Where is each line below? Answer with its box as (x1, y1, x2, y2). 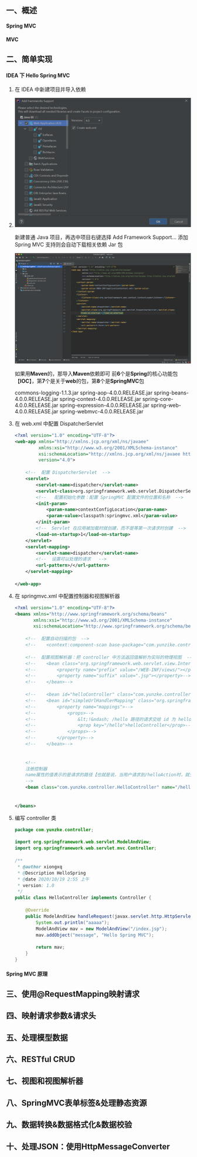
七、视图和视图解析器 (6, 1076, 83, 1086)
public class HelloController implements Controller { (14, 895, 152, 901)
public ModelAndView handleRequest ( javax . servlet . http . (25, 913, 165, 919)
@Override (25, 908, 49, 913)
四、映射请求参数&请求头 (6, 1011, 97, 1021)
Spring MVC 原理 (6, 970, 48, 977)
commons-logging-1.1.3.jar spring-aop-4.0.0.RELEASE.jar (14, 389, 153, 396)
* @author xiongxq (17, 863, 63, 870)
